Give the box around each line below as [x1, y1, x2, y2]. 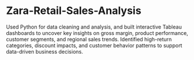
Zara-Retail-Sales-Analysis [6, 4, 141, 17]
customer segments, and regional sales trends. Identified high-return [6, 36, 172, 43]
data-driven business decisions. [6, 48, 84, 55]
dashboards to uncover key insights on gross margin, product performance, [6, 29, 189, 36]
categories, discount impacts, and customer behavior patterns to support [6, 42, 182, 49]
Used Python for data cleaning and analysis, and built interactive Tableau [6, 23, 182, 30]
